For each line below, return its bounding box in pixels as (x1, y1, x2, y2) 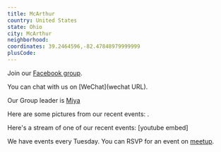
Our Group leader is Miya (7, 96, 80, 104)
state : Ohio (7, 23, 42, 30)
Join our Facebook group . (7, 68, 83, 77)
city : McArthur (7, 30, 52, 37)
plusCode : (7, 50, 37, 57)
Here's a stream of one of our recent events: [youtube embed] (7, 123, 189, 132)
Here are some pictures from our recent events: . (7, 110, 150, 118)
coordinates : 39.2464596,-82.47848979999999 (7, 43, 141, 50)
